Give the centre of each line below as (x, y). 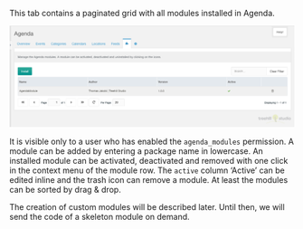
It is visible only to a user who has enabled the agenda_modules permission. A (151, 141)
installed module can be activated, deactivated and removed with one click (149, 160)
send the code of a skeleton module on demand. (99, 216)
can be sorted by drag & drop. (66, 189)
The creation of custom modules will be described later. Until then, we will (147, 206)
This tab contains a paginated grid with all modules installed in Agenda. (142, 13)
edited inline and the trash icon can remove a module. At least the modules (149, 179)
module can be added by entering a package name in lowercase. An (137, 151)
